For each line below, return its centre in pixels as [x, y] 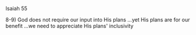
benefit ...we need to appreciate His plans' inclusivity [70, 26]
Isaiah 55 [16, 8]
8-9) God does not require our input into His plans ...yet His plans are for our [98, 20]
